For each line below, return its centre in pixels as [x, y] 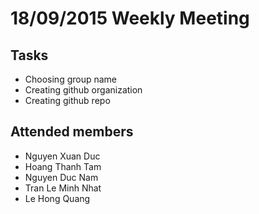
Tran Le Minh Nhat [63, 188]
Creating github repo [67, 100]
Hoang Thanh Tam [63, 166]
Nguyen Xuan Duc [62, 156]
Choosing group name [71, 79]
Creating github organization [83, 90]
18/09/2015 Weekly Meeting [130, 18]
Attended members [72, 132]
